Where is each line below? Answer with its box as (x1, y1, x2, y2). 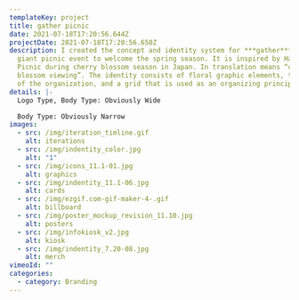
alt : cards (25, 186, 66, 196)
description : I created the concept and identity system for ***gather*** (9, 46, 293, 55)
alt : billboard (25, 203, 82, 212)
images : (9, 120, 38, 129)
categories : (9, 269, 53, 279)
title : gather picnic (9, 21, 90, 30)
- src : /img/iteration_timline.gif (17, 128, 149, 138)
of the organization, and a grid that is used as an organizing (17, 79, 261, 88)
